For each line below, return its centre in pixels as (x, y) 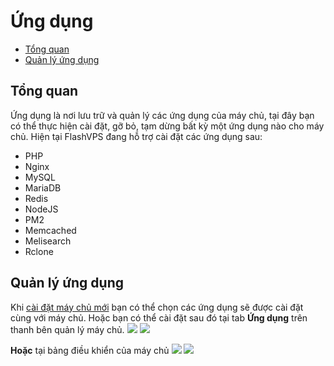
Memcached (50, 230)
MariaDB (43, 187)
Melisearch (48, 241)
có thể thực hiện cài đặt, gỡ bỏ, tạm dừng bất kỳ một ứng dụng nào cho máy (167, 126)
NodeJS (41, 209)
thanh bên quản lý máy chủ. (67, 329)
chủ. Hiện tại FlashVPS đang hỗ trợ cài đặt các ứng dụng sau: (136, 136)
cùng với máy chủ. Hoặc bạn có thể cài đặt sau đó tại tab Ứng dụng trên (159, 317)
